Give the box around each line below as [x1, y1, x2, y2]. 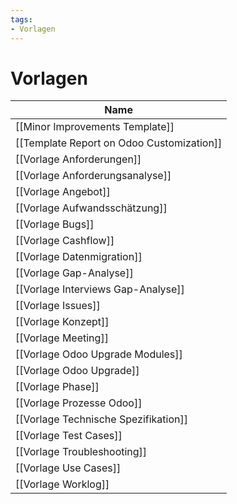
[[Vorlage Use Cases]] [15, 461, 122, 475]
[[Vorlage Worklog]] [15, 477, 110, 491]
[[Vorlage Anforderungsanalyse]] [15, 169, 172, 183]
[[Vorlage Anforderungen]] [15, 152, 142, 166]
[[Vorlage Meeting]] [15, 331, 109, 345]
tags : [10, 14, 33, 25]
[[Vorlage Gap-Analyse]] [15, 266, 134, 280]
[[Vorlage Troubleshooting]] [15, 445, 148, 459]
